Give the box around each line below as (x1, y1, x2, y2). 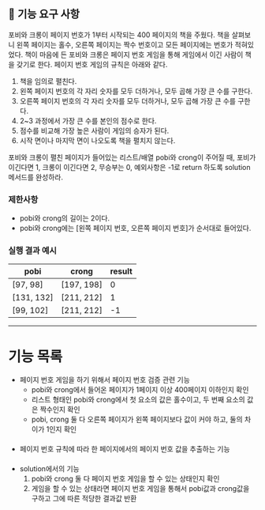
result (110, 266, 132, 277)
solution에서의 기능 (19, 463, 80, 473)
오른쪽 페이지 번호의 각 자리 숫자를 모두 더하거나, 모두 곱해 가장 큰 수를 (19, 96, 237, 105)
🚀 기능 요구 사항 (8, 7, 80, 21)
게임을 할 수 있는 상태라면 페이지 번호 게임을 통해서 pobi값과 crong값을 (31, 483, 250, 493)
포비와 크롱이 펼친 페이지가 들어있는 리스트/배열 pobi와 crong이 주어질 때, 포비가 (8, 153, 256, 162)
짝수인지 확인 (39, 405, 80, 414)
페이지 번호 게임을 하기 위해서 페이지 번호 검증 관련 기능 (19, 375, 191, 385)
